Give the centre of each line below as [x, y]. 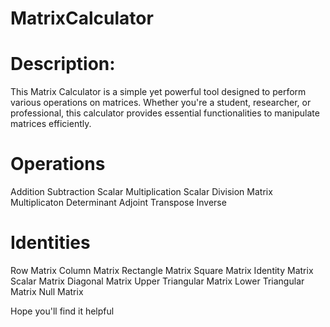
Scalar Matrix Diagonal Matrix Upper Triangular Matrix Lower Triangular [157, 281]
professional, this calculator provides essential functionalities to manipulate [165, 113]
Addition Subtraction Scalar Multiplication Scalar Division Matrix [141, 192]
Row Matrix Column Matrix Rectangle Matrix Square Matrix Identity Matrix [162, 270]
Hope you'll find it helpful [62, 311]
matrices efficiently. [51, 124]
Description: [63, 64]
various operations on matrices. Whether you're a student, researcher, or [161, 103]
